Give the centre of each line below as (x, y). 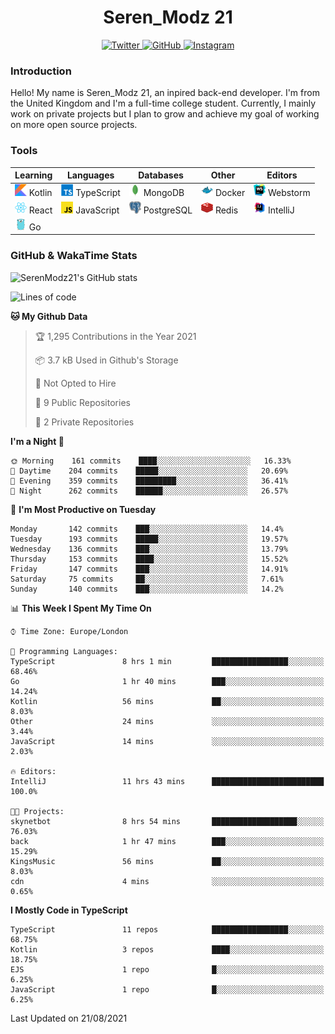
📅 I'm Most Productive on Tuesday (83, 509)
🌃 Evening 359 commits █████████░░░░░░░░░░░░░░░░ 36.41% (149, 481)
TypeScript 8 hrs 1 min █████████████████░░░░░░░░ (167, 661)
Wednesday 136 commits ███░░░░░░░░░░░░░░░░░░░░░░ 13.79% (149, 549)
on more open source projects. (74, 125)
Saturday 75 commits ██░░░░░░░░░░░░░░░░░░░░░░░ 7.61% (147, 579)
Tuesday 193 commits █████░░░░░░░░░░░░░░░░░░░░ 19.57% (149, 539)
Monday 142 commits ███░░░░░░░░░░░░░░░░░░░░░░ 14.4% (147, 529)
